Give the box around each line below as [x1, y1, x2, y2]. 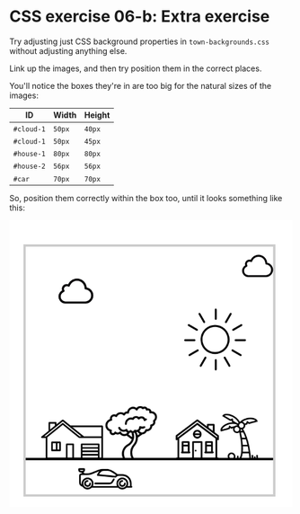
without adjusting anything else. [9, 45, 128, 56]
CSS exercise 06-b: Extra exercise [9, 6, 270, 27]
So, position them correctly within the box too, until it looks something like [9, 193, 283, 204]
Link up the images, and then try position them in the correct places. [9, 63, 262, 74]
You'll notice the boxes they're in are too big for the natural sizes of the [9, 80, 272, 91]
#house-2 [13, 162, 47, 172]
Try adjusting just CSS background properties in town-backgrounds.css [9, 36, 269, 47]
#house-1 [13, 150, 47, 159]
